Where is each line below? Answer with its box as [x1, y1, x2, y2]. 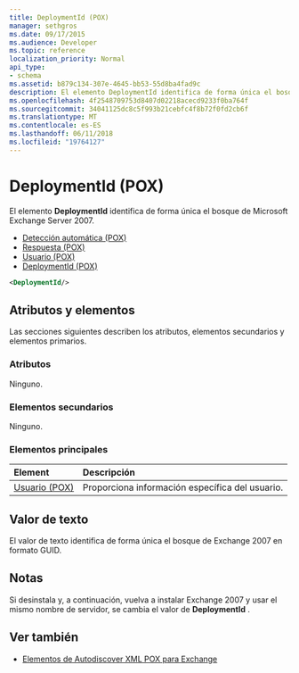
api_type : [9, 63, 46, 72]
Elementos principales [9, 443, 109, 455]
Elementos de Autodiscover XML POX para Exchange [21, 653, 218, 664]
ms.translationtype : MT [9, 112, 98, 121]
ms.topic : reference [9, 46, 86, 55]
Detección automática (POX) [21, 232, 127, 243]
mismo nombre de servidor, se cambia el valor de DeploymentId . [9, 603, 251, 614]
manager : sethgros [9, 21, 77, 30]
